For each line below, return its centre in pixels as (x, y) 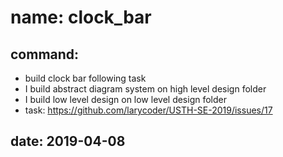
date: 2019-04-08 (68, 141)
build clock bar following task (85, 78)
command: (45, 54)
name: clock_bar (81, 17)
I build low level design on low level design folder (126, 99)
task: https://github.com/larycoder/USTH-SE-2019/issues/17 (148, 110)
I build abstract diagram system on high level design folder (145, 89)
